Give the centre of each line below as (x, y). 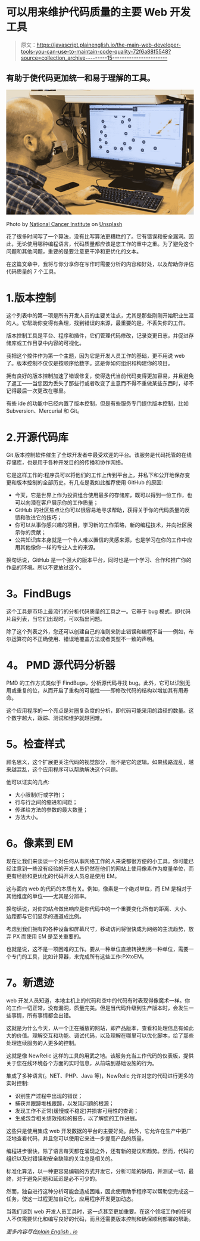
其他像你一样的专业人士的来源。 (59, 547)
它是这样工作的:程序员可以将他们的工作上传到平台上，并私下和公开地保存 (96, 475)
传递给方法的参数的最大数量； (51, 810)
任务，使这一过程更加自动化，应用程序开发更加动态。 (71, 1199)
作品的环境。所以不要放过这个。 (45, 568)
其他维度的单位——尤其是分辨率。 (48, 896)
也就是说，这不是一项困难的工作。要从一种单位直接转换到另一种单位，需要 (97, 949)
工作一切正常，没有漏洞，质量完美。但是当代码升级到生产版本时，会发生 (100, 1008)
